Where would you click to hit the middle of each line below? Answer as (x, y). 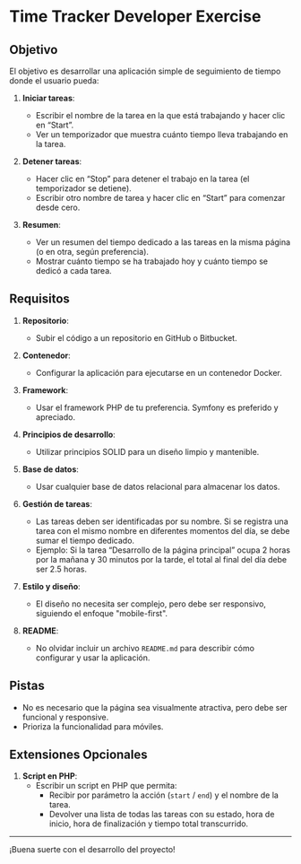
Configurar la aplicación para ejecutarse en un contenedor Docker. (159, 372)
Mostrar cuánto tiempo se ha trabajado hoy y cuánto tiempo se (152, 261)
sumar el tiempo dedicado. (85, 540)
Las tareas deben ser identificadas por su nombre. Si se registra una (162, 521)
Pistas (27, 686)
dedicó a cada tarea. (73, 271)
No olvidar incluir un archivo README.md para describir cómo (145, 648)
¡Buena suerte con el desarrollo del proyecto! (93, 850)
